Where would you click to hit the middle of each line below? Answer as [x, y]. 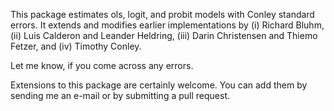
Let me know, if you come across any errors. [102, 65]
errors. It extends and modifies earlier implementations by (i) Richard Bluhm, [167, 25]
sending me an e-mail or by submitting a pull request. [120, 95]
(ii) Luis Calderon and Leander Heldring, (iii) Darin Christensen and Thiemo [164, 35]
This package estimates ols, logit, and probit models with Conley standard [162, 14]
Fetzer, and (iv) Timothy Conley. [76, 46]
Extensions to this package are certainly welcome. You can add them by [159, 85]
